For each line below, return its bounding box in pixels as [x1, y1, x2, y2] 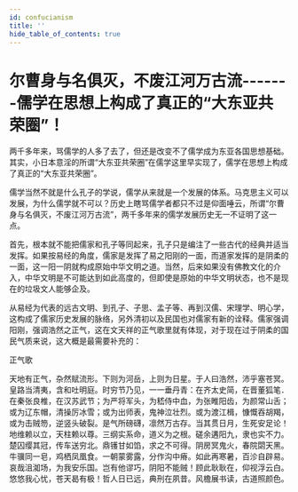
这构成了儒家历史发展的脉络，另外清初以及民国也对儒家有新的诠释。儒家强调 [9, 313, 289, 324]
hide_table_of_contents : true [9, 29, 122, 38]
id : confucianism [9, 12, 74, 22]
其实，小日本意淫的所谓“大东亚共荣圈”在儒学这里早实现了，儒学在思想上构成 [9, 157, 288, 168]
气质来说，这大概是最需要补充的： [16, 336, 142, 346]
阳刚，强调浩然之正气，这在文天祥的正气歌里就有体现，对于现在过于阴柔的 [9, 325, 281, 336]
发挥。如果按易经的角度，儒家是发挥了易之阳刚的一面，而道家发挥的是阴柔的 [9, 250, 289, 261]
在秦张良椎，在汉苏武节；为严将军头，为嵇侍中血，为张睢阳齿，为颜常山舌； [9, 396, 289, 407]
